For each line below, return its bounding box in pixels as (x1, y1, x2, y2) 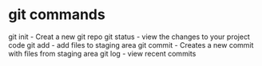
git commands (8, 6, 105, 24)
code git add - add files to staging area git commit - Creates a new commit (8, 40, 254, 49)
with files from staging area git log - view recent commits (8, 49, 196, 58)
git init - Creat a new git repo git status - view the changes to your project (8, 32, 250, 41)
